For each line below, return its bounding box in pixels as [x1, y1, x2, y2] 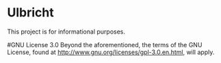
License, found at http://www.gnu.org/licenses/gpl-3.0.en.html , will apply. [7, 48, 215, 56]
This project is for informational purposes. [7, 27, 125, 36]
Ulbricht [7, 5, 55, 21]
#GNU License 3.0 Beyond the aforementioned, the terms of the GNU [7, 40, 203, 49]
